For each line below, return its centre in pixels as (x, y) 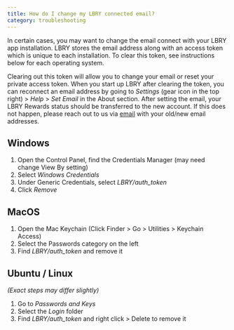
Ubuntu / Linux (40, 273)
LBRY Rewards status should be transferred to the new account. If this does (117, 106)
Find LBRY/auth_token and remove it (70, 251)
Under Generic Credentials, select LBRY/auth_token (92, 183)
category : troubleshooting (47, 20)
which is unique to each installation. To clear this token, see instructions (111, 55)
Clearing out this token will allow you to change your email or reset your (111, 76)
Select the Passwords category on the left (78, 244)
